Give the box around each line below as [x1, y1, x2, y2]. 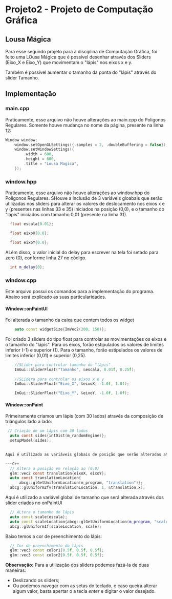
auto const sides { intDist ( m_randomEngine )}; [10, 433, 106, 439]
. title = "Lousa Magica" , [24, 161, 79, 167]
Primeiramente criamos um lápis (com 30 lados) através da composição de [5, 413, 164, 419]
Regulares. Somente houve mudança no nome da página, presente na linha [5, 122, 164, 128]
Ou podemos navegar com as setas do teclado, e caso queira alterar [12, 583, 158, 589]
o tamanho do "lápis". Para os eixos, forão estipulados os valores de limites [5, 341, 164, 347]
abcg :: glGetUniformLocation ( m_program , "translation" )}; [18, 480, 143, 485]
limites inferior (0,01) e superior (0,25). [5, 352, 87, 358]
